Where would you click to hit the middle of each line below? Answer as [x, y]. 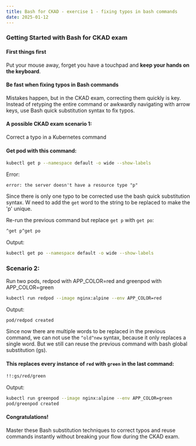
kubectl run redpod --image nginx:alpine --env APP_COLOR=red [84, 298]
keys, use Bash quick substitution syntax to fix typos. [71, 110]
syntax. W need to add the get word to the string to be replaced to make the [98, 203]
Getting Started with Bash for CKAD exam [67, 38]
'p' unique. [19, 209]
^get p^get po [24, 231]
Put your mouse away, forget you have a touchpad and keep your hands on [98, 65]
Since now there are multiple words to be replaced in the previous [86, 331]
